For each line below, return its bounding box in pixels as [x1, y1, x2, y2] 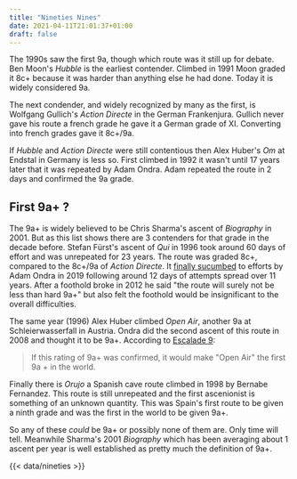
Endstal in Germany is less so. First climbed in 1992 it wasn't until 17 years [9, 155, 280, 166]
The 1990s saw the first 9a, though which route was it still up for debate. [9, 54, 275, 65]
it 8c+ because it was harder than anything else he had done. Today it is [9, 73, 274, 84]
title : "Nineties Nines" [9, 12, 101, 22]
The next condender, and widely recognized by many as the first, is [9, 100, 256, 110]
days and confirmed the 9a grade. [9, 174, 134, 184]
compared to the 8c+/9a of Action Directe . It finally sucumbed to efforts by [9, 261, 284, 272]
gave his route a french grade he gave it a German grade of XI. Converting [9, 118, 282, 129]
